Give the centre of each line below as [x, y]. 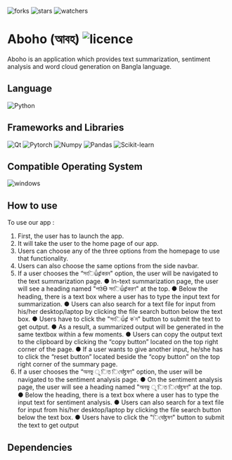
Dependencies [40, 447]
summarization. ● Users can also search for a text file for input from [116, 304]
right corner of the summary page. [67, 364]
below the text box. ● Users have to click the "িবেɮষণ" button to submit [121, 417]
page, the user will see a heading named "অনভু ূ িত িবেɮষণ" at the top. [120, 387]
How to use [32, 205]
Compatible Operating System [75, 166]
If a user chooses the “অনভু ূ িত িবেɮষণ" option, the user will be [110, 372]
